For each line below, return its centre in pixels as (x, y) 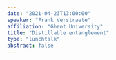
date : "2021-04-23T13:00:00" (49, 13)
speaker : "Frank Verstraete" (49, 20)
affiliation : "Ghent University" (55, 26)
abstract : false (30, 46)
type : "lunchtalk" (33, 39)
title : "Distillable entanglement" (58, 33)
